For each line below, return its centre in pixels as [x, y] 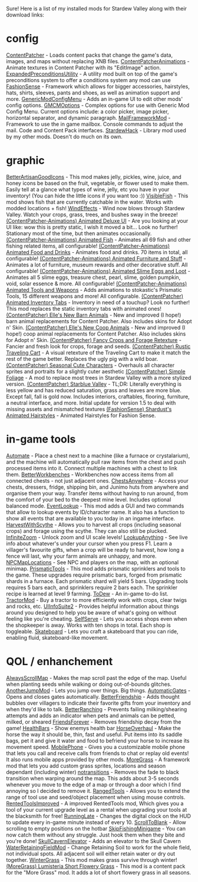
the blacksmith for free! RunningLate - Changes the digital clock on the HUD [99, 816]
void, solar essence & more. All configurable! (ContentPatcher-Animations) [97, 284]
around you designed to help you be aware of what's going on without [91, 612]
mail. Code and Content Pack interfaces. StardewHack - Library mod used [96, 130]
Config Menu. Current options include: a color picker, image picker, [88, 111]
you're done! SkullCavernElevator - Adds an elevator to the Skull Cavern [94, 841]
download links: [25, 15]
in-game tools [41, 439]
